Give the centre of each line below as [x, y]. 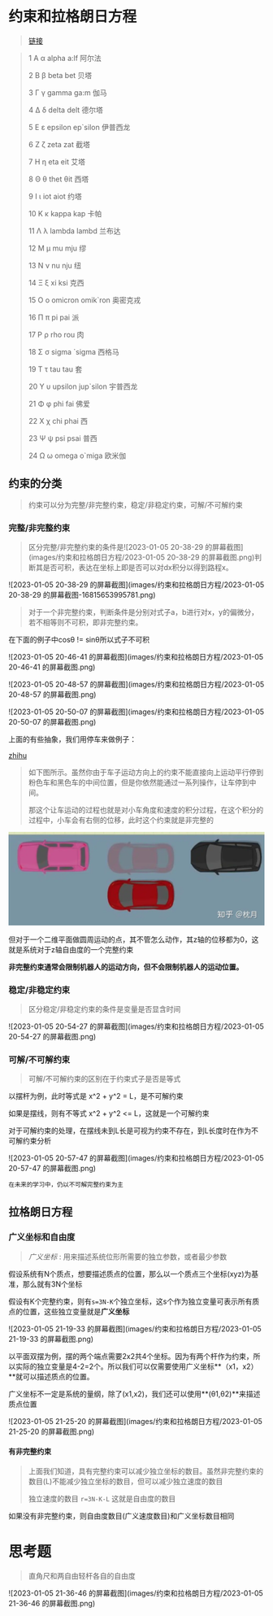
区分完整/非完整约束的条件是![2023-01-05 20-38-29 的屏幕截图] [136, 547]
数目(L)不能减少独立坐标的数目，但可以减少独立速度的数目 [126, 1481]
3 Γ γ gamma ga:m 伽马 [67, 92]
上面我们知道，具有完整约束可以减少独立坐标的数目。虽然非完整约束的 [146, 1471]
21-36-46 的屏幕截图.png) [52, 1603]
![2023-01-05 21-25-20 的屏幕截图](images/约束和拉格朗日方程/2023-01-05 [135, 1421]
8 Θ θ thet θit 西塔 [58, 179]
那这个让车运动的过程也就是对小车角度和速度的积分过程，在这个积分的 [146, 810]
